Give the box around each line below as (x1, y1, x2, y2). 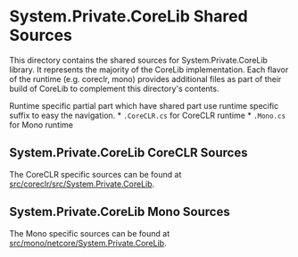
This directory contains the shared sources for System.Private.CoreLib (9, 54, 268, 65)
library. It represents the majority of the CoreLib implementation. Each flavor (9, 64, 289, 75)
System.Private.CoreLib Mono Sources (9, 204, 230, 220)
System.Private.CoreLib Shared (9, 6, 248, 27)
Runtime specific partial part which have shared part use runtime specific (9, 100, 279, 111)
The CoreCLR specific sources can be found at (9, 169, 182, 179)
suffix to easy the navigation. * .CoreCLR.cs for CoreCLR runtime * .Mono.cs (9, 110, 286, 120)
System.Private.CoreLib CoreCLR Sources (9, 145, 248, 161)
